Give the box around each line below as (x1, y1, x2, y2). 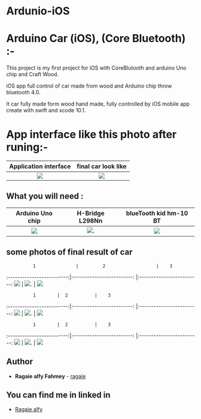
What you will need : (6, 191, 84, 202)
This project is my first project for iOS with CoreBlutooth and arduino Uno (6, 64, 187, 71)
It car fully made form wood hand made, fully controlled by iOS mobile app (6, 100, 190, 107)
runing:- (6, 140, 48, 154)
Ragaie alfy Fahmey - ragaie (14, 372, 86, 379)
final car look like (77, 162, 127, 170)
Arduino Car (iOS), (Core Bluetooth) (6, 32, 186, 46)
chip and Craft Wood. (6, 71, 59, 78)
